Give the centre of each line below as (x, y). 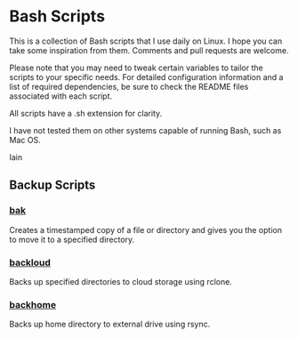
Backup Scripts (52, 185)
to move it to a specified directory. (72, 239)
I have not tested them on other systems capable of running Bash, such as (145, 130)
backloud (30, 262)
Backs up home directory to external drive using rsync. (110, 324)
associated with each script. (61, 96)
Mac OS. (25, 140)
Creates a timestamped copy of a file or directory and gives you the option (146, 229)
